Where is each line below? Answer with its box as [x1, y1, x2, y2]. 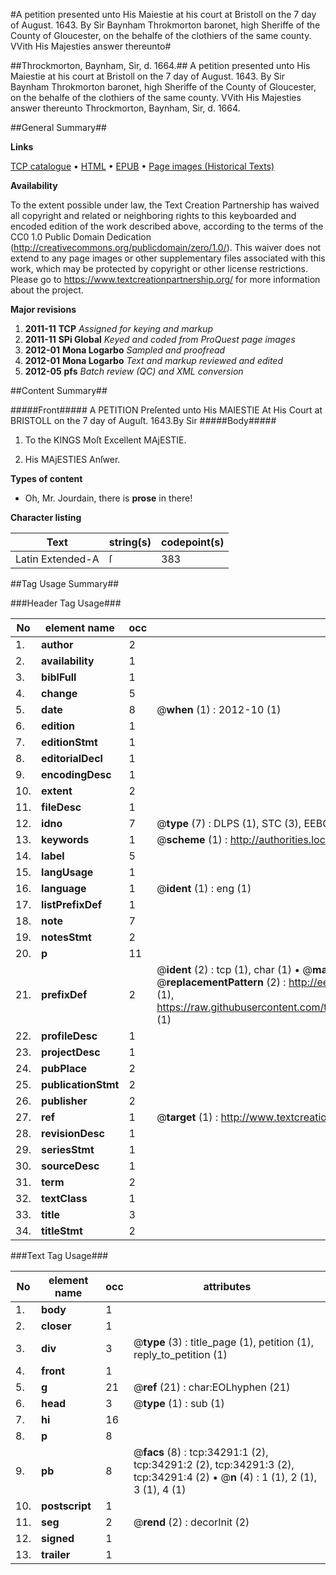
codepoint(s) [161, 535, 225, 549]
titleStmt [41, 1224, 83, 1238]
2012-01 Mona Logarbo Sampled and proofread [24, 344, 226, 356]
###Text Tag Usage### [10, 1250, 109, 1261]
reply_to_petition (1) [133, 1348, 228, 1361]
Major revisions [10, 304, 77, 315]
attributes [203, 1280, 252, 1293]
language [41, 882, 87, 895]
